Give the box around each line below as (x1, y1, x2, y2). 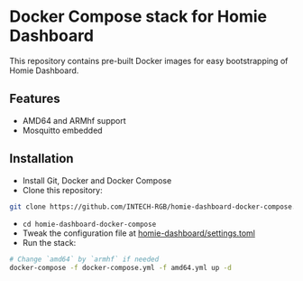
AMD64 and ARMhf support (22, 115, 126, 126)
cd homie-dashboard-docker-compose (22, 220, 157, 229)
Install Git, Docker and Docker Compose (22, 174, 172, 186)
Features (9, 91, 60, 107)
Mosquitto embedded (22, 125, 103, 136)
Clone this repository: (22, 184, 103, 195)
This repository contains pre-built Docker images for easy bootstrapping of (9, 55, 289, 66)
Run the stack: (22, 238, 77, 248)
